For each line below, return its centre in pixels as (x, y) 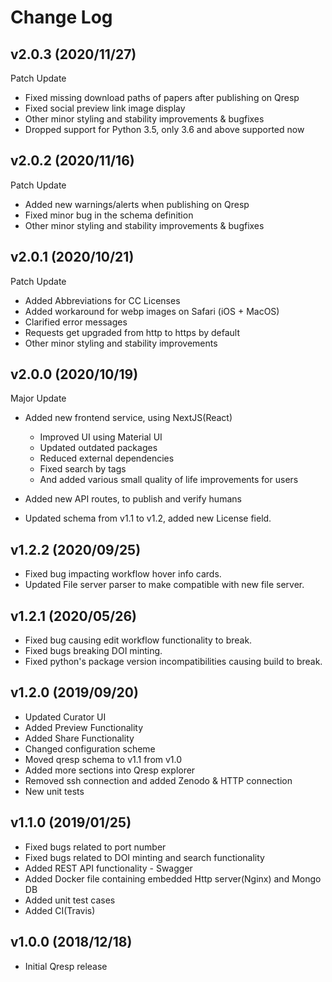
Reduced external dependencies (107, 458)
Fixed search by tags (83, 469)
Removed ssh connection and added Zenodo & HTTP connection (158, 780)
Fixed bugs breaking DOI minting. (93, 651)
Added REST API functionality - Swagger (108, 868)
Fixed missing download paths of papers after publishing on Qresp (162, 97)
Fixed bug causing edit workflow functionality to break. (138, 640)
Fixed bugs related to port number (95, 847)
